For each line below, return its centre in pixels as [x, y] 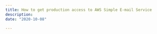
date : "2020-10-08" [26, 19]
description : [19, 14]
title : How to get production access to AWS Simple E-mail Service [79, 10]
